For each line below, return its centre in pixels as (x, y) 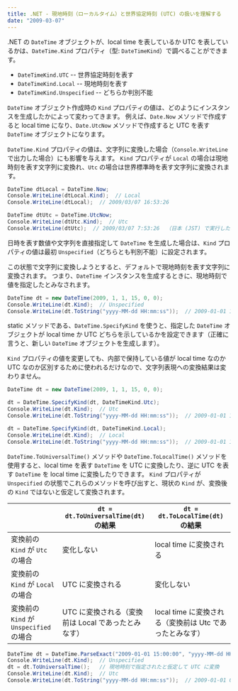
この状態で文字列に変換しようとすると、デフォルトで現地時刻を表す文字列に (119, 266)
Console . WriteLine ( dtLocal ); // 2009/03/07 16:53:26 (89, 202)
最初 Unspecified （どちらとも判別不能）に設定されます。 (127, 251)
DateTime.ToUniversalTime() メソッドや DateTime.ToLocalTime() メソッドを (117, 456)
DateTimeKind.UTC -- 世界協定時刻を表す (76, 75)
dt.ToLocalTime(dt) (191, 516)
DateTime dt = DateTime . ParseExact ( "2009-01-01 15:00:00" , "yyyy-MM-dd (115, 654)
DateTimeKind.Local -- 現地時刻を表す (73, 83)
